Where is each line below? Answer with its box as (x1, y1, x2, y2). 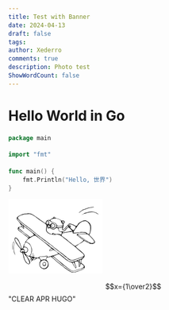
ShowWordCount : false (8, 72, 80, 79)
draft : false (8, 29, 52, 37)
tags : (8, 38, 26, 46)
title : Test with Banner (8, 13, 90, 21)
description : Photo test (8, 64, 90, 72)
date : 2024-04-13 (8, 21, 66, 29)
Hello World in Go (8, 107, 125, 125)
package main (8, 134, 52, 142)
